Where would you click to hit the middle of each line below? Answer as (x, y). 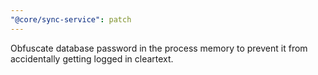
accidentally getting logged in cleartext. (92, 58)
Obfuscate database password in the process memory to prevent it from (159, 48)
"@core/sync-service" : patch (71, 19)
